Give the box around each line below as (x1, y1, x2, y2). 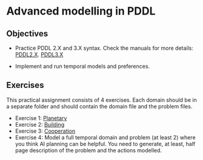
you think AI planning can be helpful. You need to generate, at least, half (15, 140, 196, 147)
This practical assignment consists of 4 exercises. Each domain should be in (6, 96, 197, 104)
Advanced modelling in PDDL (6, 4, 156, 18)
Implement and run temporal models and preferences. (15, 62, 150, 70)
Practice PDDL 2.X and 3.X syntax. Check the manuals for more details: (15, 44, 194, 52)
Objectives (6, 28, 48, 39)
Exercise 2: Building (15, 121, 65, 128)
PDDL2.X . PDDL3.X (15, 51, 64, 58)
